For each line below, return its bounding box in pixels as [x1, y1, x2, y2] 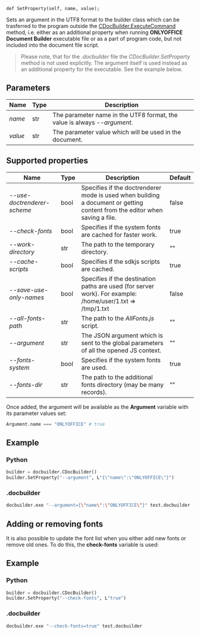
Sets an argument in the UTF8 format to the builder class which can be [6, 16, 180, 23]
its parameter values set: [6, 410, 67, 417]
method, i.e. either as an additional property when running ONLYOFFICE [6, 29, 183, 36]
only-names [9, 293, 45, 301]
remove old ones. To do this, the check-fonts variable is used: [6, 541, 159, 548]
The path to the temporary [81, 240, 155, 248]
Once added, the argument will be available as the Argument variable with [6, 403, 189, 410]
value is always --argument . [52, 118, 133, 127]
